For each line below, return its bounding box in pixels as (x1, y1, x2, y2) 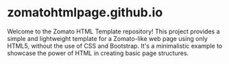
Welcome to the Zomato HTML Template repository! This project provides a (7, 27, 221, 35)
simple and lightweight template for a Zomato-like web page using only (7, 34, 208, 42)
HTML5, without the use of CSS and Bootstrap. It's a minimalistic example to (7, 42, 223, 50)
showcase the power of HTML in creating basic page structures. (7, 49, 189, 57)
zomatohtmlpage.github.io (7, 5, 163, 20)
